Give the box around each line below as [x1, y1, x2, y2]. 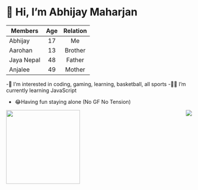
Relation [63, 27, 87, 35]
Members [11, 27, 39, 35]
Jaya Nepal [9, 55, 41, 64]
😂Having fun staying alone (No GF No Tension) [14, 98, 131, 105]
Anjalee [9, 65, 30, 73]
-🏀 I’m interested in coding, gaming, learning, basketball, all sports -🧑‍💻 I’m [6, 80, 186, 87]
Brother [64, 46, 86, 54]
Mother [65, 65, 85, 73]
